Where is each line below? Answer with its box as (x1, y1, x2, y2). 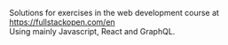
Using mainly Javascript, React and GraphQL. (9, 26, 176, 36)
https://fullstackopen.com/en (9, 17, 115, 27)
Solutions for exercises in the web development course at (9, 8, 220, 18)
